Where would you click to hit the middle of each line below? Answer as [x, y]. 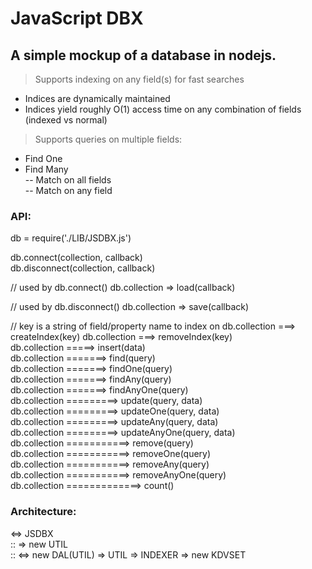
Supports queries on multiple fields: [108, 139]
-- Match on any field [68, 190]
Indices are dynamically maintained [97, 98]
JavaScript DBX [77, 18]
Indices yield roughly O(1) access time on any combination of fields [163, 109]
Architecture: [43, 512]
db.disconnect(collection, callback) [83, 268]
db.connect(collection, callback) [76, 258]
